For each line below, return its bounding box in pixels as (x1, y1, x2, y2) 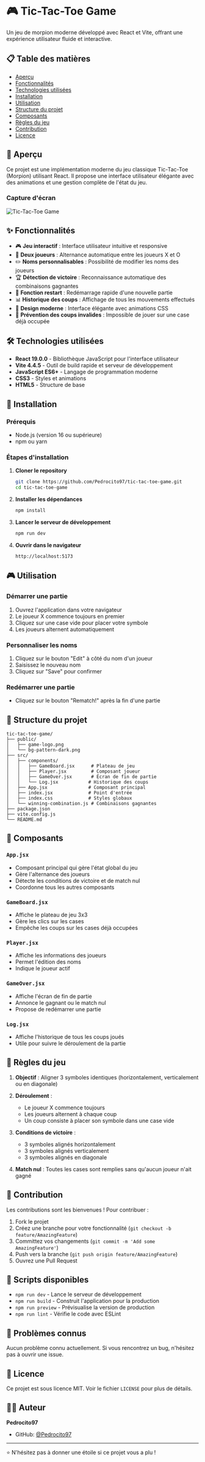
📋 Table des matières (6, 54, 91, 64)
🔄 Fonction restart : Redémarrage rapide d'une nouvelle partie (15, 288, 173, 296)
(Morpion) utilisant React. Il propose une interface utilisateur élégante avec (6, 172, 194, 179)
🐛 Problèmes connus (6, 1328, 87, 1338)
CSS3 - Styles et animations (15, 375, 87, 382)
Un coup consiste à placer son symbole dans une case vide (24, 1117, 174, 1124)
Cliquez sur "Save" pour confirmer (15, 667, 103, 675)
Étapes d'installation (6, 453, 69, 462)
